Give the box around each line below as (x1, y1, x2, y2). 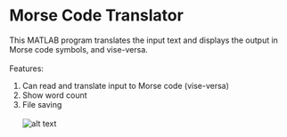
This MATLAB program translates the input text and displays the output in (9, 35, 279, 45)
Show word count (21, 90, 87, 101)
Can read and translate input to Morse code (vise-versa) (21, 80, 230, 91)
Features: (9, 63, 45, 74)
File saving (21, 99, 62, 109)
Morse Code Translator (9, 5, 184, 26)
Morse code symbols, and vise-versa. (9, 44, 149, 54)
